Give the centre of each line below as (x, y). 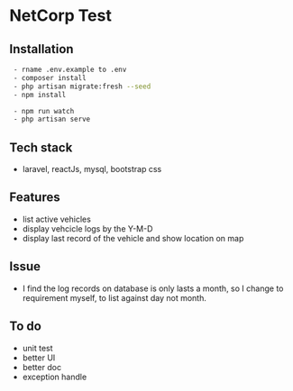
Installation (41, 49)
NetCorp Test (61, 16)
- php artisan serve (52, 119)
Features (35, 198)
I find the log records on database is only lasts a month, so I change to (153, 288)
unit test (37, 348)
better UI (39, 358)
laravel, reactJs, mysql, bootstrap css (92, 169)
